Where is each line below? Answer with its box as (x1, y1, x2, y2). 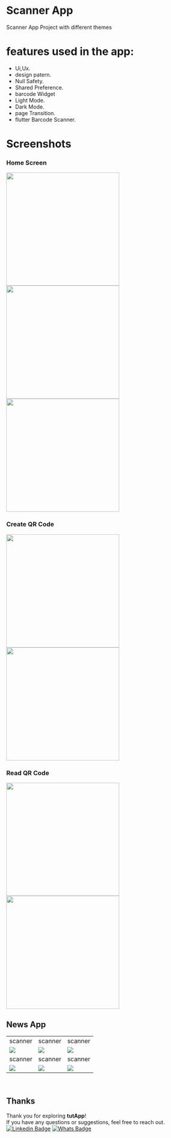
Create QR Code (6, 520, 54, 528)
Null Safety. (14, 77, 44, 84)
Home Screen (6, 158, 47, 166)
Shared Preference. (14, 84, 64, 91)
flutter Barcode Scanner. (14, 116, 76, 123)
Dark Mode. (14, 103, 45, 110)
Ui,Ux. (14, 65, 31, 72)
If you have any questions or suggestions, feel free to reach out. (6, 1118, 166, 1125)
